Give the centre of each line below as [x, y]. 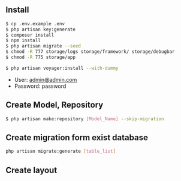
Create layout [31, 170]
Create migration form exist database [77, 137]
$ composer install [30, 35]
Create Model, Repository [55, 105]
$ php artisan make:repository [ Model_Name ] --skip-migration [85, 119]
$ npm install [23, 41]
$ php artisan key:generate [41, 29]
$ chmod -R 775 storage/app [41, 57]
